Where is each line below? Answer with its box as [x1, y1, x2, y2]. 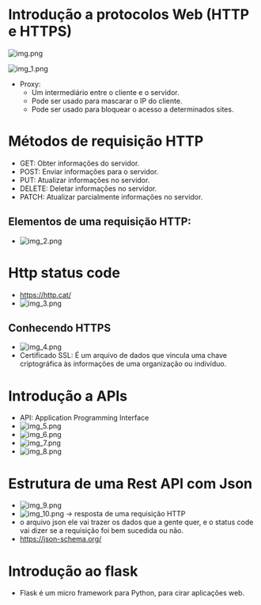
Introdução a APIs [8, 386, 128, 405]
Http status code [8, 264, 121, 282]
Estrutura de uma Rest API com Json [8, 474, 253, 493]
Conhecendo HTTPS [8, 322, 112, 335]
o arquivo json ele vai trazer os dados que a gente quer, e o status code [19, 517, 254, 527]
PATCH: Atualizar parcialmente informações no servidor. [19, 192, 203, 201]
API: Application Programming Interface [19, 413, 149, 423]
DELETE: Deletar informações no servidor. [19, 184, 157, 193]
